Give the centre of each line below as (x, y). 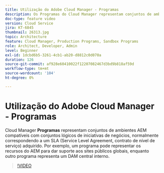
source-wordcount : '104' (30, 73)
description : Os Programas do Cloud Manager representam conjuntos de (78, 14)
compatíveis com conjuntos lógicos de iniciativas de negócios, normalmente (82, 135)
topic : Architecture (26, 37)
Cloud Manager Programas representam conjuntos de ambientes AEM (76, 130)
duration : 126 (20, 60)
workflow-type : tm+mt (27, 69)
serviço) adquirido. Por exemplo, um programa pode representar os (73, 146)
